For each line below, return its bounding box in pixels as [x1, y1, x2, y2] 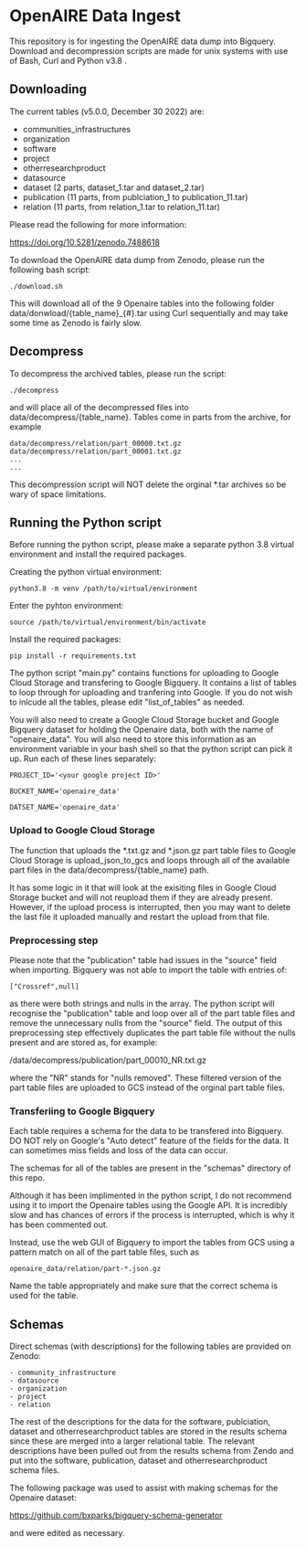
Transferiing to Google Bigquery [9, 1105, 155, 1118]
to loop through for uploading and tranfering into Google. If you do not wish [9, 687, 293, 698]
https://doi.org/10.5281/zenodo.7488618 [9, 237, 160, 248]
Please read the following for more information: [9, 218, 187, 229]
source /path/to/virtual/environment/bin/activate [9, 618, 206, 627]
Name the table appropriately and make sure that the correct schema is [9, 1280, 279, 1291]
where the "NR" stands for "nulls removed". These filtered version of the [9, 1072, 281, 1083]
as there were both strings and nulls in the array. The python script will [9, 998, 276, 1009]
